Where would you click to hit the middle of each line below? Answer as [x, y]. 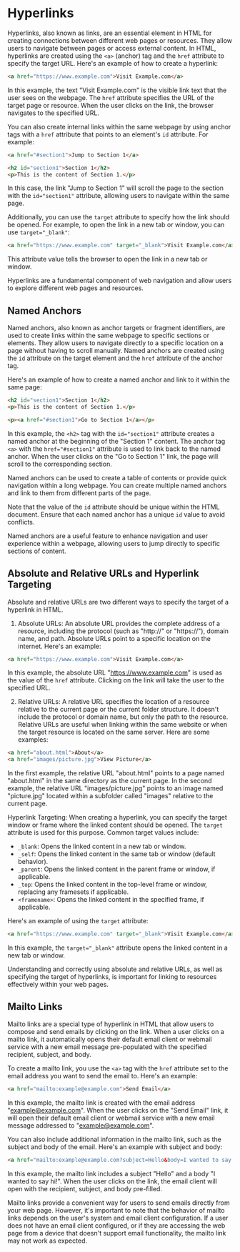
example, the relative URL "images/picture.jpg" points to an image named [115, 788]
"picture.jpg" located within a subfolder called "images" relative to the [110, 796]
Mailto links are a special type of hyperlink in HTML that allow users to [111, 1024]
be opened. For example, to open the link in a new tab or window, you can [116, 225]
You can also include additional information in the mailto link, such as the [114, 1139]
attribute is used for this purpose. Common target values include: [103, 833]
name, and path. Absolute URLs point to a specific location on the [114, 638]
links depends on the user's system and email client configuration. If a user [118, 1218]
